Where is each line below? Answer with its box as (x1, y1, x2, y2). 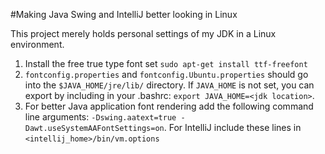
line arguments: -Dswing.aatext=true (24, 111, 177, 123)
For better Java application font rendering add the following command (24, 100, 314, 112)
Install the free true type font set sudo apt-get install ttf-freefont (24, 58, 308, 69)
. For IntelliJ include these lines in (163, 122, 302, 133)
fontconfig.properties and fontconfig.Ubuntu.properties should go (24, 69, 309, 80)
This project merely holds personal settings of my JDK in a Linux (10, 28, 277, 39)
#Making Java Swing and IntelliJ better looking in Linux (10, 9, 238, 20)
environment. (10, 39, 65, 50)
